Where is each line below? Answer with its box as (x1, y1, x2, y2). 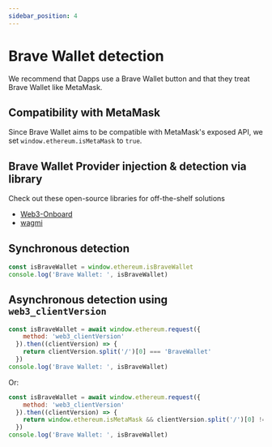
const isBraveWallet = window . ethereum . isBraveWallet (8, 263, 194, 271)
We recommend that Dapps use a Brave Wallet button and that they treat (8, 74, 250, 84)
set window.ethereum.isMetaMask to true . (8, 135, 142, 146)
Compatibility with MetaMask (8, 105, 160, 119)
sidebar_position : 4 (8, 11, 79, 20)
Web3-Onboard (19, 209, 73, 219)
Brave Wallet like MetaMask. (8, 82, 103, 92)
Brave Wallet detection (8, 46, 164, 65)
